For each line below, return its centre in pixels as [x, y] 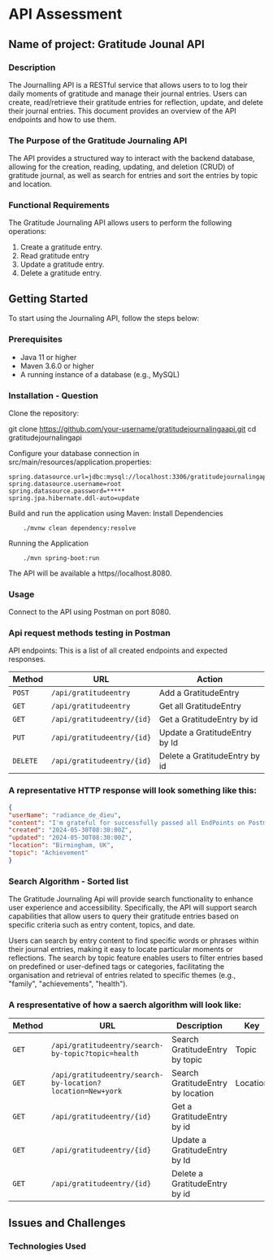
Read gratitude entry [54, 256]
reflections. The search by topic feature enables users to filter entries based [136, 958]
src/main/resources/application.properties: [80, 462]
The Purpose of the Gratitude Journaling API [98, 141]
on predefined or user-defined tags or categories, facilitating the [117, 967]
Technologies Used [48, 1246]
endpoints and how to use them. [62, 119]
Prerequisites [35, 340]
